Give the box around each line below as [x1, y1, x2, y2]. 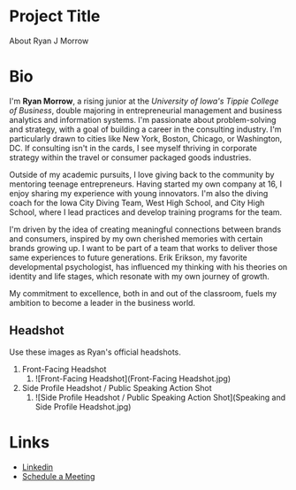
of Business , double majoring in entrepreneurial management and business [9, 104, 283, 116]
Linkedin [21, 462, 54, 472]
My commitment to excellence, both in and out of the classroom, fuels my [9, 287, 277, 298]
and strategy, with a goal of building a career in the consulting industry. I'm [9, 124, 282, 134]
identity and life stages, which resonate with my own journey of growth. [9, 271, 269, 281]
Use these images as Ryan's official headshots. [9, 347, 181, 357]
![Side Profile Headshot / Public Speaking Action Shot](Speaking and [34, 392, 285, 402]
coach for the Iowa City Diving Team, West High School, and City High [9, 197, 265, 208]
